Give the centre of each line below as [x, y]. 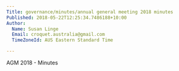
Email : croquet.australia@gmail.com [58, 35]
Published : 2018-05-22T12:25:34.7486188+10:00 [67, 18]
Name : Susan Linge [35, 29]
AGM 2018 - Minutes [32, 63]
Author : [16, 23]
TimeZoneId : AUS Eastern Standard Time [63, 40]
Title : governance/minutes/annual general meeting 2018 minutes [90, 12]
